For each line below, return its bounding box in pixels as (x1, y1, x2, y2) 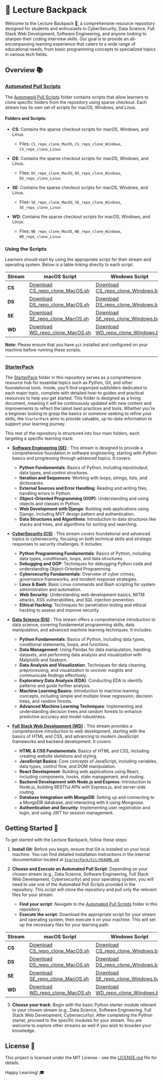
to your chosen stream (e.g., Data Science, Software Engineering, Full (12, 1007, 151, 1013)
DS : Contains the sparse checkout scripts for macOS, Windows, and (12, 155, 149, 161)
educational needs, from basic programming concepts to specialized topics (5, 46, 156, 52)
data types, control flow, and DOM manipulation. (19, 764, 116, 769)
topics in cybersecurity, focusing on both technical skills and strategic (12, 536, 152, 542)
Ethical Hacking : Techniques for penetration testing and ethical (19, 602, 147, 608)
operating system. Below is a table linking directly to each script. (5, 262, 134, 267)
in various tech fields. (5, 51, 48, 57)
